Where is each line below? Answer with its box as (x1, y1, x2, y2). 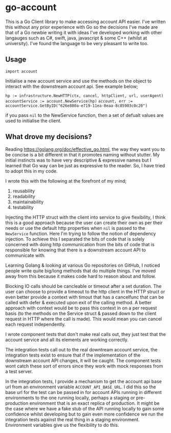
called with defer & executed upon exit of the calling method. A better (5, 299, 152, 305)
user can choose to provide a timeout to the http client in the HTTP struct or (5, 288, 165, 294)
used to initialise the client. (5, 117, 62, 124)
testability (12, 204, 34, 210)
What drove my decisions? (5, 132, 92, 141)
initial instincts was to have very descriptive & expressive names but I (5, 157, 152, 163)
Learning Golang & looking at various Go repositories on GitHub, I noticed (5, 262, 160, 268)
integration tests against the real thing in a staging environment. (5, 416, 140, 422)
